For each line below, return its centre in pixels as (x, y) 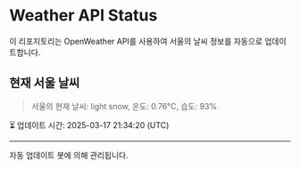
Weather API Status (83, 16)
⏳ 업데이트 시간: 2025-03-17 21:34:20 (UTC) (89, 125)
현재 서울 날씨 (45, 83)
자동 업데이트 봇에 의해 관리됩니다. (69, 155)
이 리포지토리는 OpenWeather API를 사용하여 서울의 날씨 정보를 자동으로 (136, 41)
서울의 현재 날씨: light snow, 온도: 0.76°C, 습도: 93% (124, 106)
